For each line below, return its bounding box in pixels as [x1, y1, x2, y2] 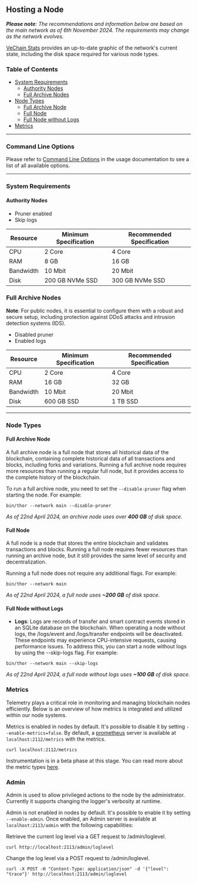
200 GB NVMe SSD [44, 276, 98, 284]
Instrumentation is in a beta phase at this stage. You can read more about [6, 757, 183, 764]
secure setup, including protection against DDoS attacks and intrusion [6, 313, 175, 320]
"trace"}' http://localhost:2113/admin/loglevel [6, 871, 127, 877]
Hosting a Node [6, 5, 64, 15]
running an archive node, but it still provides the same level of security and [6, 552, 186, 559]
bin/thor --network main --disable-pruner [6, 502, 111, 508]
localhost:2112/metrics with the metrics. [6, 735, 106, 742]
